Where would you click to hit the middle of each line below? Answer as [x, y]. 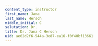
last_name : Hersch [23, 18]
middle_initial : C [23, 23]
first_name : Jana [22, 14]
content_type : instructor [31, 9]
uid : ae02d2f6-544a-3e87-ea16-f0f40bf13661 [49, 36]
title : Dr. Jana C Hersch [31, 32]
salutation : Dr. [21, 27]
